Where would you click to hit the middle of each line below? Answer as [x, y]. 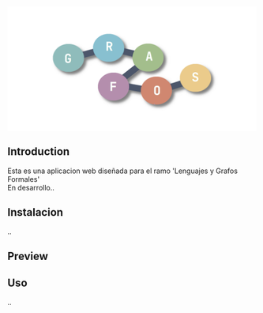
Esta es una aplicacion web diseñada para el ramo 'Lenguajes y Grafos [123, 171]
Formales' [24, 179]
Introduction [39, 152]
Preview [28, 256]
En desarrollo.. [31, 187]
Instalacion [36, 212]
